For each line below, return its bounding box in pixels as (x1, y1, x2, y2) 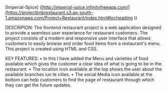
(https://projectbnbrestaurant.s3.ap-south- (5, 9, 93, 15)
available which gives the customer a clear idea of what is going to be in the (5, 61, 161, 66)
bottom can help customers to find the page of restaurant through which (5, 77, 154, 82)
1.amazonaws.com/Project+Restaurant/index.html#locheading (5, 15, 133, 20)
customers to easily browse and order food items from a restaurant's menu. (5, 40, 161, 46)
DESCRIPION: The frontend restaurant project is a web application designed (5, 24, 161, 30)
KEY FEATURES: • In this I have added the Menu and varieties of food (5, 55, 148, 61)
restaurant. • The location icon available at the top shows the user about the (5, 66, 162, 72)
